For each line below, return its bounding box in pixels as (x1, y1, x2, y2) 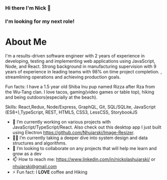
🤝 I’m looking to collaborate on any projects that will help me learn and (12, 145, 157, 151)
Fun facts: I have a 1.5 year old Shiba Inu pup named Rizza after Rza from (5, 83, 156, 89)
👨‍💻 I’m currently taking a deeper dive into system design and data (12, 135, 148, 141)
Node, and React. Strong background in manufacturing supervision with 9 (5, 63, 157, 69)
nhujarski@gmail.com (12, 163, 57, 169)
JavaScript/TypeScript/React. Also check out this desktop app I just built (12, 124, 162, 130)
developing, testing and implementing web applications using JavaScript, (5, 58, 156, 64)
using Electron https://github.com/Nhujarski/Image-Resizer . (12, 129, 135, 135)
